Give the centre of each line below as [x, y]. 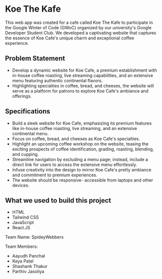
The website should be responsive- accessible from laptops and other [83, 180]
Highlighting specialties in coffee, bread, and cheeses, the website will [83, 86]
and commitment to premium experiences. [55, 175]
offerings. [22, 96]
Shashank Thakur [30, 266]
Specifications [28, 111]
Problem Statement [35, 59]
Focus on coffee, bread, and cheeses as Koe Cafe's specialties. [76, 139]
